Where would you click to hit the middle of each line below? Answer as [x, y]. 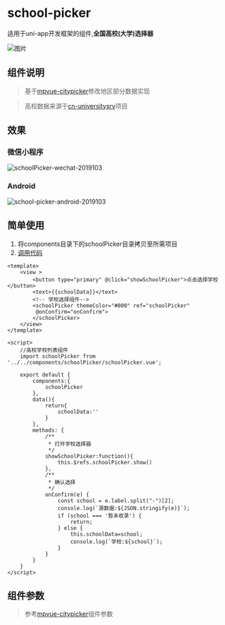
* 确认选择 [62, 482]
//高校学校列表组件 [44, 350]
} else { [70, 528]
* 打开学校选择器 [70, 444]
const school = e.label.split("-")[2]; [116, 501]
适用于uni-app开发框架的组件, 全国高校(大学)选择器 [80, 33]
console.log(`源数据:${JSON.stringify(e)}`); [124, 508]
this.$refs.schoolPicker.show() [105, 462]
